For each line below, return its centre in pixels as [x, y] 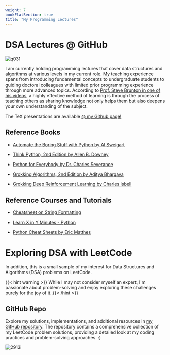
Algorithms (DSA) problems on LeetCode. [49, 272]
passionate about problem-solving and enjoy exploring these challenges [81, 287]
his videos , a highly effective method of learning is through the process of [82, 96]
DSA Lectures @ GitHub [57, 45]
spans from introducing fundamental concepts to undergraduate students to [85, 79]
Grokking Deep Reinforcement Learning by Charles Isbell [72, 184]
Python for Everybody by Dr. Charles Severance [63, 165]
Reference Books [33, 132]
